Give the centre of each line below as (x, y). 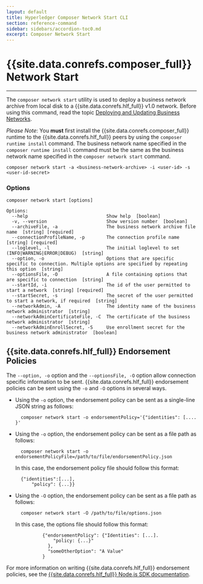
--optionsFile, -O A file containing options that (100, 275)
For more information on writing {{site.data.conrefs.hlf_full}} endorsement (98, 568)
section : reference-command (42, 23)
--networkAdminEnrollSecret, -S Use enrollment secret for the (98, 327)
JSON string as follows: (44, 407)
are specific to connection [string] (55, 280)
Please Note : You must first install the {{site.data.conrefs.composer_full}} (98, 131)
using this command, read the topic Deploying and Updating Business (93, 113)
